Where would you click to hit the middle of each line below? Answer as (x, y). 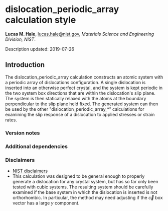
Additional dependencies (36, 146)
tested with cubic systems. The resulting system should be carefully (83, 187)
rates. (11, 120)
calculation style (41, 20)
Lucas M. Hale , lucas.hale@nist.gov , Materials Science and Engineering (80, 34)
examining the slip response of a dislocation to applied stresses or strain (80, 114)
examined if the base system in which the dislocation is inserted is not (85, 192)
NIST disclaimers (30, 171)
